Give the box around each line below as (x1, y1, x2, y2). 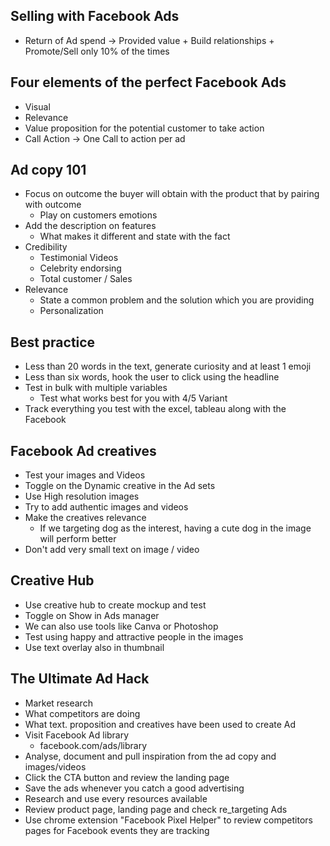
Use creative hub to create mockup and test (24, 599, 207, 611)
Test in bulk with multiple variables (24, 382, 168, 394)
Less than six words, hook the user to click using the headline (24, 371, 280, 383)
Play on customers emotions (39, 209, 158, 221)
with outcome (24, 199, 82, 211)
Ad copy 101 (10, 162, 87, 179)
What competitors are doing (24, 707, 141, 719)
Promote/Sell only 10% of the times (24, 45, 170, 57)
